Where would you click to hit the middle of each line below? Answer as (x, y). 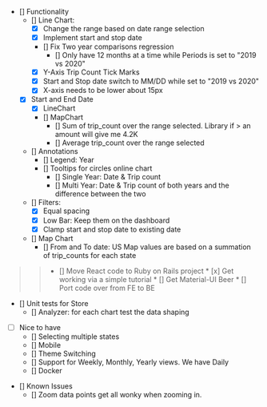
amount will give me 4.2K (96, 135)
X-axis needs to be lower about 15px (103, 91)
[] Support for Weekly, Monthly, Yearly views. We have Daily (130, 362)
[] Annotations (54, 151)
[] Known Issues (46, 386)
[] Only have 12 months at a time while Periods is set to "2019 (155, 55)
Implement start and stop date (93, 38)
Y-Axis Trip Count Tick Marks (92, 72)
